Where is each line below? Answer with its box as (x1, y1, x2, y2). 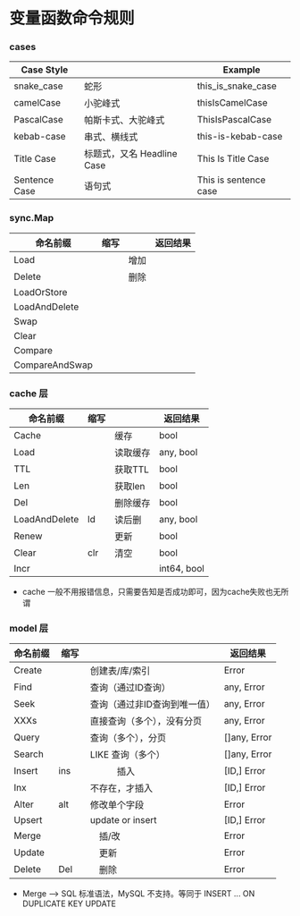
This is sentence (196, 174, 266, 186)
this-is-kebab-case (196, 131, 283, 143)
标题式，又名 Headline (83, 148, 178, 160)
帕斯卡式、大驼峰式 (83, 114, 165, 126)
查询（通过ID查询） (89, 682, 171, 694)
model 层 (9, 623, 49, 634)
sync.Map (9, 212, 54, 225)
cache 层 (9, 386, 49, 399)
